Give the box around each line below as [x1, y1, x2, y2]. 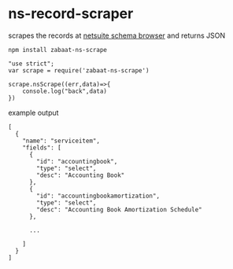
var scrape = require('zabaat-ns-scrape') [8, 66, 150, 75]
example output [8, 108, 59, 117]
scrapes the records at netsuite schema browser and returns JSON [8, 31, 226, 40]
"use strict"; [8, 60, 55, 68]
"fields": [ [22, 143, 61, 152]
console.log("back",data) [22, 87, 108, 95]
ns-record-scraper [8, 5, 134, 23]
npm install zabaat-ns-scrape [8, 46, 108, 53]
